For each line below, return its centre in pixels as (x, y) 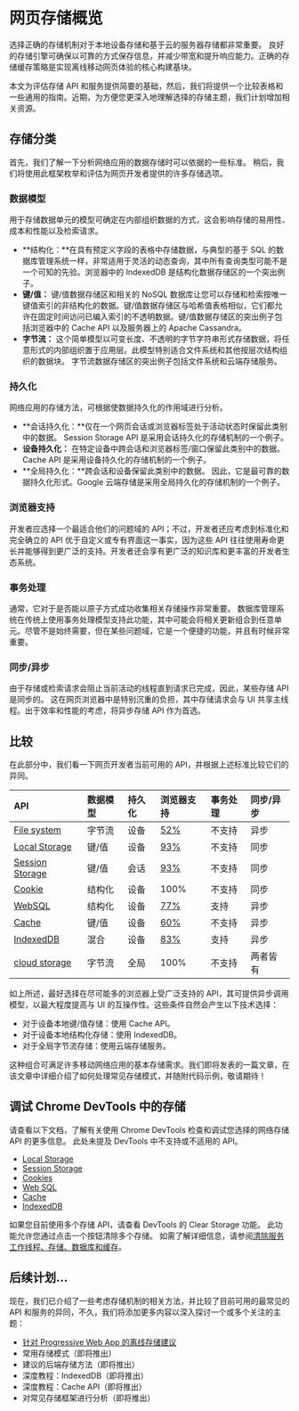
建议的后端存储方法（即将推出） (81, 1364)
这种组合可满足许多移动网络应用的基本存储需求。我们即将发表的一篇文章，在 (149, 1065)
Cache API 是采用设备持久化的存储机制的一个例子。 (117, 460)
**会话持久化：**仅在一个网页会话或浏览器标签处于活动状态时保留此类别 (154, 427)
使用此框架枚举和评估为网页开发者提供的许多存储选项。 (126, 173)
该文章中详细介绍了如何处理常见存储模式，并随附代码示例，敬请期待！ (138, 1076)
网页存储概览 (57, 18)
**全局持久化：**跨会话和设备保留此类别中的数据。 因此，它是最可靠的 (152, 471)
